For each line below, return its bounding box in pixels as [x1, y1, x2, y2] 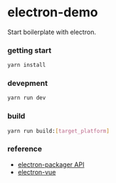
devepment [7, 79, 48, 89]
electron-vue [17, 167, 56, 176]
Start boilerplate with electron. [7, 28, 96, 36]
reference [7, 144, 43, 154]
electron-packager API [17, 160, 85, 169]
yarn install [7, 62, 46, 69]
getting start [7, 45, 52, 55]
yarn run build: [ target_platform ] [7, 127, 110, 135]
